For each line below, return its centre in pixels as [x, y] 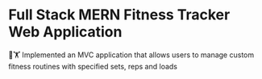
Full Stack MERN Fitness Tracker [119, 15]
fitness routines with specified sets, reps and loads [93, 66]
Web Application [65, 32]
